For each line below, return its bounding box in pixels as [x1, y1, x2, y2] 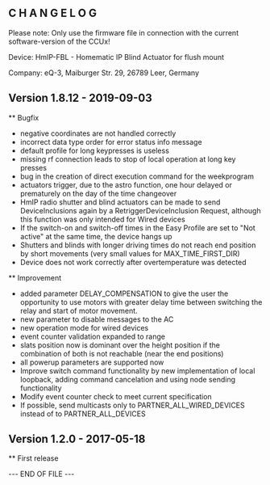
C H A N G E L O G [8, 6, 98, 20]
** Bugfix [8, 112, 39, 122]
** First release [8, 453, 59, 463]
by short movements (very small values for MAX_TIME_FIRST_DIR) [19, 248, 240, 258]
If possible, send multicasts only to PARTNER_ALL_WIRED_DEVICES [19, 400, 246, 410]
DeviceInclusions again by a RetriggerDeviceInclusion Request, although [19, 205, 261, 215]
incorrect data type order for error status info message [19, 137, 203, 146]
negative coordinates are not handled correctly [19, 129, 177, 138]
